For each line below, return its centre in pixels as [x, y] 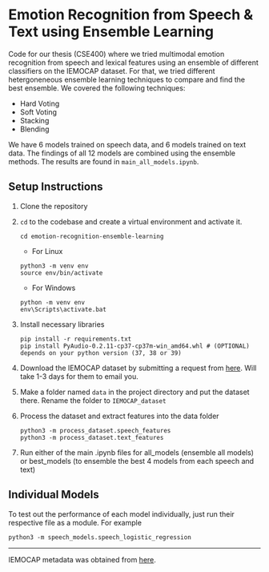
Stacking [34, 120]
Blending [34, 129]
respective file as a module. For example [75, 522]
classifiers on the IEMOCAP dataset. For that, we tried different [112, 70]
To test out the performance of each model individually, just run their [121, 514]
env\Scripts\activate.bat [63, 309]
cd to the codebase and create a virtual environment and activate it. [131, 221]
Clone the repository [54, 206]
